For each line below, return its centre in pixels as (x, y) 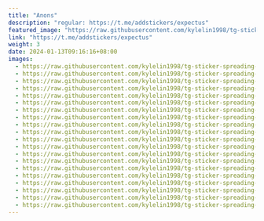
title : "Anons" (33, 15)
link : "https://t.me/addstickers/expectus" (81, 37)
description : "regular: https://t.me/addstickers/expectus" (109, 23)
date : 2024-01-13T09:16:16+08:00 (63, 52)
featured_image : (35, 30)
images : (21, 60)
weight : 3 (24, 45)
